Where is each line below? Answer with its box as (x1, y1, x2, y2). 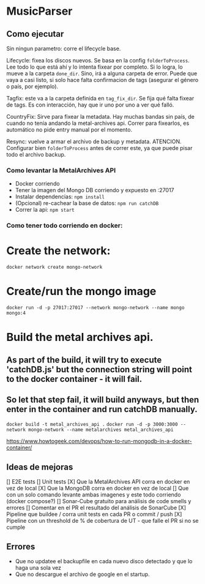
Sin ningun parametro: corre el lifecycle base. (6, 45, 121, 52)
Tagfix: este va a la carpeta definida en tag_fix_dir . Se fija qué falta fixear (6, 95, 195, 102)
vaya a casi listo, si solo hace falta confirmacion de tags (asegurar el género (6, 77, 199, 83)
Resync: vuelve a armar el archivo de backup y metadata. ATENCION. (6, 138, 182, 145)
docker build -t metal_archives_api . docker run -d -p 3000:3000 (6, 421, 178, 428)
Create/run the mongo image (6, 285, 157, 298)
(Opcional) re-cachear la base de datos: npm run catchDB (15, 200, 159, 207)
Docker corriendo (15, 180, 60, 187)
